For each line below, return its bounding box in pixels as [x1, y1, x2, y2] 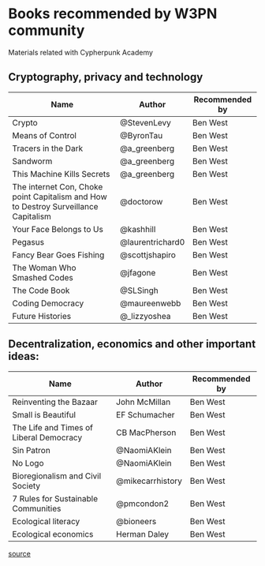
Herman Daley [115, 528, 170, 539]
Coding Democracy [12, 298, 84, 309]
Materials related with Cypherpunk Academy [8, 47, 154, 57]
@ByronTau [119, 129, 163, 141]
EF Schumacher [115, 409, 175, 420]
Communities [12, 503, 62, 514]
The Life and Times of [12, 422, 93, 433]
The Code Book [12, 285, 70, 296]
